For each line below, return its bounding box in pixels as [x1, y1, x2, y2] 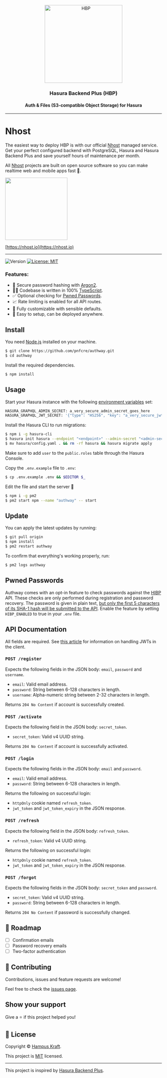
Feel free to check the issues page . [5, 986, 77, 992]
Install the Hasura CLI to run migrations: [5, 422, 86, 428]
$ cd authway [5, 353, 32, 359]
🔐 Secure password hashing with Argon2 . [12, 282, 98, 288]
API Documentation [5, 625, 67, 634]
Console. [5, 455, 24, 461]
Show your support [5, 1000, 66, 1009]
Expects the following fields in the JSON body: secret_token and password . [5, 885, 158, 891]
